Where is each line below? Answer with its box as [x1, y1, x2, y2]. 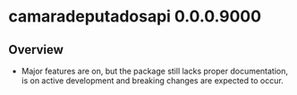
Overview [8, 42, 64, 57]
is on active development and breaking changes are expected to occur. [21, 75, 284, 86]
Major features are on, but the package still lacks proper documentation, [21, 65, 288, 76]
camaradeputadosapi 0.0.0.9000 [8, 6, 261, 27]
